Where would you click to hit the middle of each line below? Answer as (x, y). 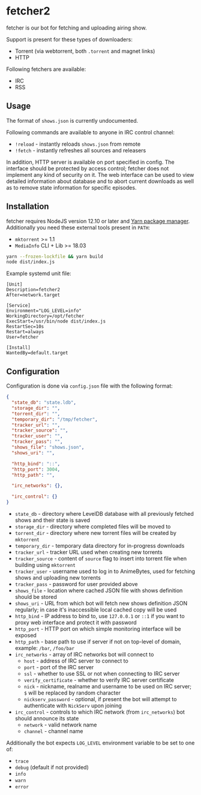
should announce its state (47, 718)
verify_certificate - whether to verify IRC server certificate (99, 680)
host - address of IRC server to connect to (76, 661)
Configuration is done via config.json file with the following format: (89, 386)
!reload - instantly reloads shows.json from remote (78, 144)
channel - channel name (53, 731)
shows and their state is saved (52, 520)
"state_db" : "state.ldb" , (44, 403)
